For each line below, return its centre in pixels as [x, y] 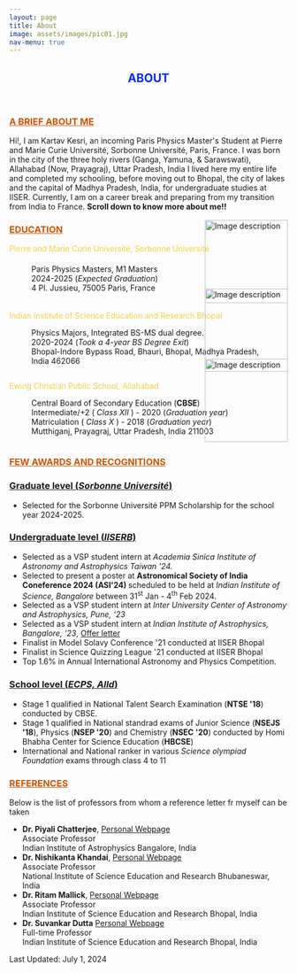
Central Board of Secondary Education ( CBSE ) [116, 403]
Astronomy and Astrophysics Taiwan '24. [97, 566]
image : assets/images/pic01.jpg [69, 34]
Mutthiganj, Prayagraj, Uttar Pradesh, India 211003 [122, 431]
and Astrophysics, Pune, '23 [73, 614]
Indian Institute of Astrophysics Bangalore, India [109, 848]
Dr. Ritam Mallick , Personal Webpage [90, 895]
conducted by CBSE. [60, 713]
